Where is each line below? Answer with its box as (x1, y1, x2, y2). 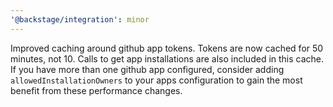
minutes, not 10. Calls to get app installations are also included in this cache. (10, 52, 325, 65)
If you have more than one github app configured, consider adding (10, 63, 285, 75)
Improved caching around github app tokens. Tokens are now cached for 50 (10, 42, 324, 54)
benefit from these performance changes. (10, 84, 183, 96)
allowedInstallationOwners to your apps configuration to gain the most (10, 74, 303, 86)
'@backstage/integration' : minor (10, 14, 150, 25)
